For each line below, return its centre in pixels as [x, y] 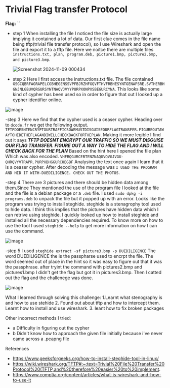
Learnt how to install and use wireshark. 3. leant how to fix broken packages [85, 308]
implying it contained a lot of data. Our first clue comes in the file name [87, 39]
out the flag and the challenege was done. [49, 278]
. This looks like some [137, 89]
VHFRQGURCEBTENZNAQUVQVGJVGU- [92, 157]
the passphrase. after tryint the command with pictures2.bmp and [74, 267]
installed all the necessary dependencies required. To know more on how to [84, 220]
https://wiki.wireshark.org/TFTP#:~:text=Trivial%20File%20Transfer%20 [89, 364]
